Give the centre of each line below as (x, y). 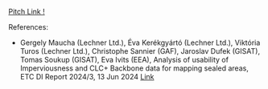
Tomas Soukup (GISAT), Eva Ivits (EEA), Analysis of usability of (124, 60)
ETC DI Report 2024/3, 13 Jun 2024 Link (87, 77)
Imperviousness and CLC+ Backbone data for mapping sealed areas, (134, 68)
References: (28, 27)
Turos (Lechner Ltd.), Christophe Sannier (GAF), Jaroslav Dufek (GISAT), (140, 51)
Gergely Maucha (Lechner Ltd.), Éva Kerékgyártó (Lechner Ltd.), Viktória (140, 42)
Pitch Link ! (27, 12)
